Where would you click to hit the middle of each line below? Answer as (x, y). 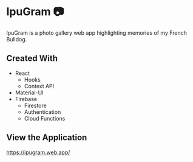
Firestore (35, 105)
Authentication (42, 112)
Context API (39, 86)
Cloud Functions (45, 118)
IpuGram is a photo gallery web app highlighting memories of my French (96, 33)
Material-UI (29, 93)
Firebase (26, 99)
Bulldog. (17, 39)
